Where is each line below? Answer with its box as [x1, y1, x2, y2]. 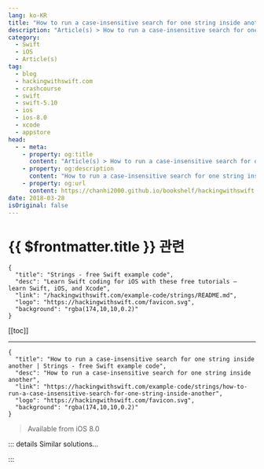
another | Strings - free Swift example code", [8, 362, 167, 370]
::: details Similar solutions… [8, 439, 99, 449]
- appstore [15, 128, 51, 136]
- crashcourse [15, 84, 61, 93]
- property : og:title [22, 150, 93, 158]
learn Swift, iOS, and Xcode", [8, 284, 111, 293]
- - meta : [15, 143, 47, 151]
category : [8, 33, 41, 42]
